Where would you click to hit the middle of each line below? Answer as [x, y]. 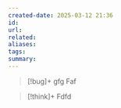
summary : [22, 59]
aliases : [22, 45]
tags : [17, 52]
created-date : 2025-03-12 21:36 [60, 15]
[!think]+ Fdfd [49, 96]
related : [22, 37]
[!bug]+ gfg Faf [52, 81]
